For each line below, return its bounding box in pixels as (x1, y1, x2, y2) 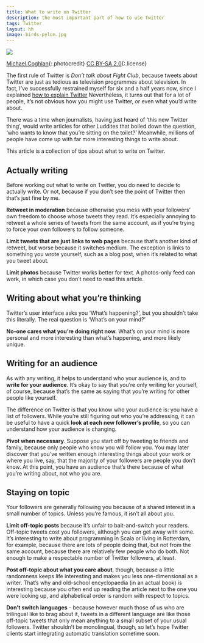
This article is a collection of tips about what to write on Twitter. (6, 147, 166, 155)
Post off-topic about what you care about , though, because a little (6, 566, 175, 573)
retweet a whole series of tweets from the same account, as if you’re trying (6, 219, 195, 226)
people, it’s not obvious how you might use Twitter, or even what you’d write (6, 98, 197, 105)
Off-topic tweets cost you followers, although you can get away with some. (6, 528, 195, 535)
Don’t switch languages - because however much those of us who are (6, 604, 185, 611)
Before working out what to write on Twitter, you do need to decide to (6, 181, 181, 188)
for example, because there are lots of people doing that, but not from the (6, 542, 191, 549)
